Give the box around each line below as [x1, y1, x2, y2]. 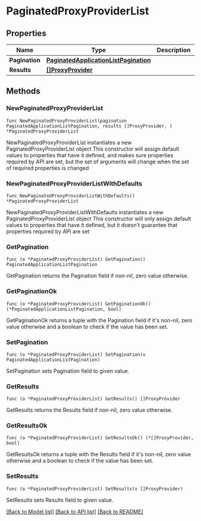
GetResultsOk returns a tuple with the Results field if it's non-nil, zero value [6, 451, 191, 458]
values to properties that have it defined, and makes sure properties [6, 151, 173, 158]
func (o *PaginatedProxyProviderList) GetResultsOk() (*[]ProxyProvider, [6, 435, 194, 441]
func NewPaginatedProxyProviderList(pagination [6, 118, 127, 124]
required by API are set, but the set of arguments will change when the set [6, 158, 190, 165]
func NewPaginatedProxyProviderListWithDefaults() [6, 193, 135, 199]
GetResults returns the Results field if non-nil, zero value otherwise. [6, 406, 173, 414]
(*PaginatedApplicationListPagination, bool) [6, 306, 121, 312]
